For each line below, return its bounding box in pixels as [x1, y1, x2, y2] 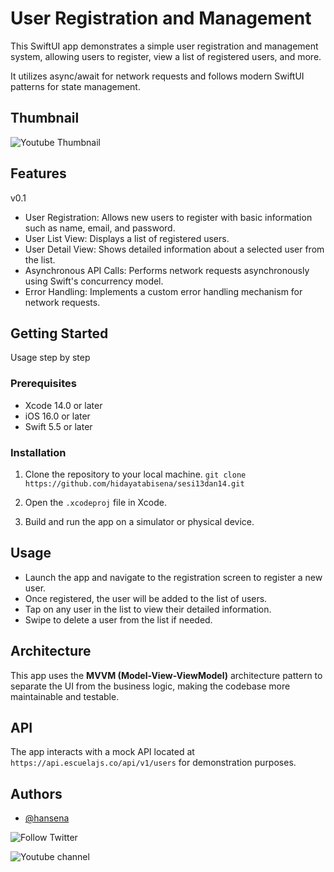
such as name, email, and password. [24, 222, 176, 234]
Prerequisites [10, 377, 77, 391]
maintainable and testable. [10, 690, 120, 702]
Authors [10, 785, 63, 802]
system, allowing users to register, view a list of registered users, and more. [10, 50, 322, 62]
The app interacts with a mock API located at [10, 746, 195, 758]
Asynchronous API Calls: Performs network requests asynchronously [24, 264, 310, 276]
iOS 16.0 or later [24, 410, 91, 422]
